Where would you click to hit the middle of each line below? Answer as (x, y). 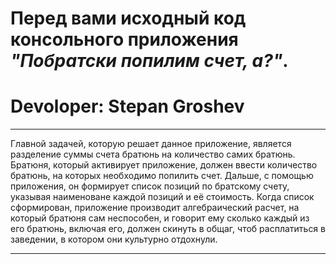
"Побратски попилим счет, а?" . (149, 61)
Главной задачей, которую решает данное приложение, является (151, 144)
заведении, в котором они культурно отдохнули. (114, 239)
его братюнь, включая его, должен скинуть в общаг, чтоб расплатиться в (168, 229)
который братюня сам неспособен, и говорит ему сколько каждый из (160, 218)
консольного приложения (124, 39)
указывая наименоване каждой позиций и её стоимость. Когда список (162, 197)
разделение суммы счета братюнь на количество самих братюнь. (153, 154)
